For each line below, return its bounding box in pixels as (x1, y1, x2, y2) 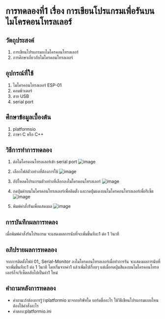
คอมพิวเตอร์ (12, 87, 32, 93)
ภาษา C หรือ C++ (12, 131, 44, 137)
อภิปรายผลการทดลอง (5, 245, 57, 254)
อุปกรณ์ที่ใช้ (5, 69, 34, 78)
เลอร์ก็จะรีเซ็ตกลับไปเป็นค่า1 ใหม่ (5, 270, 58, 276)
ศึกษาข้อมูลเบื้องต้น (5, 113, 51, 121)
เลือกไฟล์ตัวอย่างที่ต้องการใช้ (12, 169, 58, 174)
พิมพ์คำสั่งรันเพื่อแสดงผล (12, 203, 53, 209)
